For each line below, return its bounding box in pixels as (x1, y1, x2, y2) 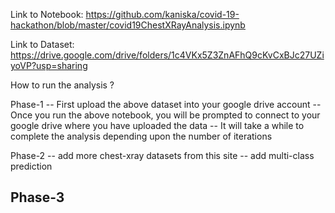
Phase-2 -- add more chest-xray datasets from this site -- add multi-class (10, 150, 315, 161)
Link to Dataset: (10, 39, 75, 50)
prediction (10, 160, 53, 172)
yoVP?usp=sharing (10, 60, 88, 71)
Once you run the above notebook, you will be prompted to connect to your (10, 109, 321, 121)
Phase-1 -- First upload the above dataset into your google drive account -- (10, 99, 322, 110)
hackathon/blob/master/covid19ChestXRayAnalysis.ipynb (10, 19, 246, 31)
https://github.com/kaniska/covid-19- (85, 9, 240, 20)
